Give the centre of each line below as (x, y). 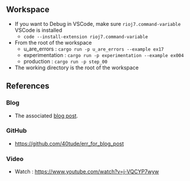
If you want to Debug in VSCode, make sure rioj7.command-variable (98, 24)
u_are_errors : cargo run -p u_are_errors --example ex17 (94, 49)
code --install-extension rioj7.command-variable (86, 37)
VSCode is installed (38, 30)
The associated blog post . (46, 115)
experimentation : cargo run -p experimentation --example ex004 (104, 55)
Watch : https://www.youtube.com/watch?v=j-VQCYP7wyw (87, 172)
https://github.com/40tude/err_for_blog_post (69, 143)
